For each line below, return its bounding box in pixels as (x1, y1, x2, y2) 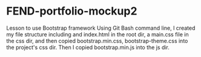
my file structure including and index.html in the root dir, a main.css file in (6, 30, 189, 38)
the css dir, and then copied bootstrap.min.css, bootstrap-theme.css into (6, 37, 188, 44)
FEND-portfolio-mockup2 (6, 4, 137, 18)
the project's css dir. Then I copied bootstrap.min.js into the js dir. (6, 44, 170, 51)
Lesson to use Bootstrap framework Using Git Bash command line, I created (6, 24, 196, 32)
